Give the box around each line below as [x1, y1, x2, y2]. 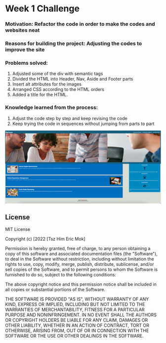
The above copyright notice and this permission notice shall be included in [5, 281, 157, 287]
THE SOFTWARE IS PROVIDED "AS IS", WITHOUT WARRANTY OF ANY [5, 296, 149, 302]
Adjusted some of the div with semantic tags [12, 71, 103, 77]
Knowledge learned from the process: [5, 104, 98, 111]
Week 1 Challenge [5, 3, 80, 14]
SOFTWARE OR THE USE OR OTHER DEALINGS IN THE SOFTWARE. [5, 333, 144, 339]
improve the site [5, 46, 45, 53]
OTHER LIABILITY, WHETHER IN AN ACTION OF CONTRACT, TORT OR [5, 322, 149, 328]
